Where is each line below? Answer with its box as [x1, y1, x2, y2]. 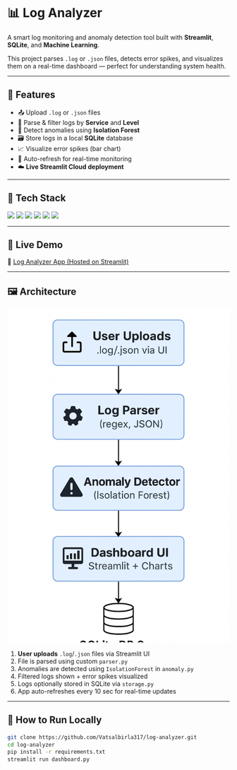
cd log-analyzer [7, 741, 55, 748]
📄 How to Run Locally [7, 714, 102, 726]
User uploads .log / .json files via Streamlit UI [17, 649, 150, 658]
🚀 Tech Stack [7, 192, 66, 204]
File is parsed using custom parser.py [17, 657, 128, 665]
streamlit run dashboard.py [7, 756, 90, 763]
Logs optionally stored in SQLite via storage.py [17, 679, 154, 688]
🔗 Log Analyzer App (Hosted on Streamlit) [7, 258, 129, 266]
